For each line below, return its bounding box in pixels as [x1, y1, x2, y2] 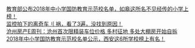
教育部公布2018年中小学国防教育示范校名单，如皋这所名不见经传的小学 [6, 5, 183, 12]
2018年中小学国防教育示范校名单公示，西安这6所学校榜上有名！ [6, 35, 166, 42]
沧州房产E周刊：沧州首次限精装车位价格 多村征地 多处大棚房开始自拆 [6, 28, 178, 35]
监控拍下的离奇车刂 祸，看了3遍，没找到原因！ [6, 20, 123, 27]
